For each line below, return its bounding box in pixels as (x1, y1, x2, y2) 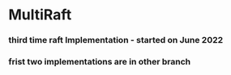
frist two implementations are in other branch (8, 56, 191, 68)
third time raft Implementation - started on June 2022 (8, 35, 224, 46)
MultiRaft (8, 6, 72, 24)
